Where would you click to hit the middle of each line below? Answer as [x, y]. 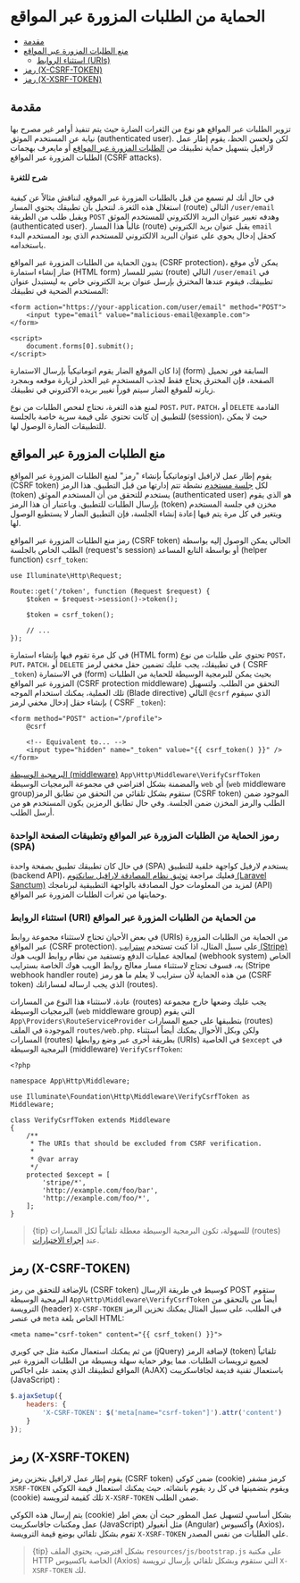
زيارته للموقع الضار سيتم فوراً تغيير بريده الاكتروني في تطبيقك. [113, 389]
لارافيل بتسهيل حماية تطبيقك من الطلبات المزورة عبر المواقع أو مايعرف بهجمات [142, 147]
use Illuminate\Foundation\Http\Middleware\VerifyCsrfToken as [130, 1097]
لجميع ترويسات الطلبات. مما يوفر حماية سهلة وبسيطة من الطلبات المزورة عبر [139, 1361]
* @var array [54, 1160]
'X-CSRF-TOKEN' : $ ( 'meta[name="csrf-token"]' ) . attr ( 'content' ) [162, 1412]
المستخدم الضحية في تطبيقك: [60, 290]
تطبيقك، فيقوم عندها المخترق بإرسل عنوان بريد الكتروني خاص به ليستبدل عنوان [142, 281]
